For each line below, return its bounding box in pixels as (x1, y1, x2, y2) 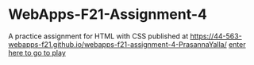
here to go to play (8, 48, 66, 57)
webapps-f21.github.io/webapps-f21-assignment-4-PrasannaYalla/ (8, 39, 228, 49)
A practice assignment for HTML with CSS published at (8, 31, 189, 41)
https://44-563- (190, 31, 242, 41)
